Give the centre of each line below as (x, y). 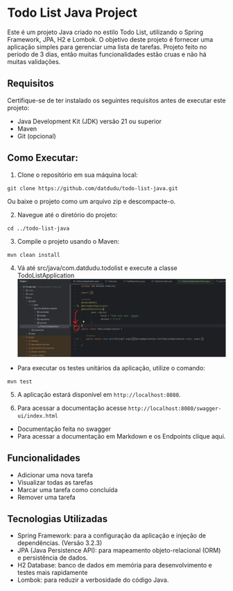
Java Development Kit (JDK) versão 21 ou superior (89, 121)
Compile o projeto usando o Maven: (68, 241)
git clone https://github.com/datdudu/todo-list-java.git (93, 188)
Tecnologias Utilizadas (58, 519)
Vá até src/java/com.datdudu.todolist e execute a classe (97, 268)
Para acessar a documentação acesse (72, 408)
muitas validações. (34, 61)
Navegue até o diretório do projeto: (67, 214)
